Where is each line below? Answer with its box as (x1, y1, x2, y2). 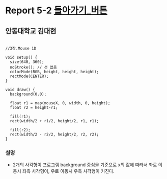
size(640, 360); (10, 59, 44, 64)
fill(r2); (10, 127, 31, 132)
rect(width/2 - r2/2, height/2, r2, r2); (10, 132, 99, 137)
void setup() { (5, 55, 38, 60)
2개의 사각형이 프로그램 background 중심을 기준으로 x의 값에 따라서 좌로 (12, 162, 157, 168)
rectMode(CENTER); (10, 74, 49, 79)
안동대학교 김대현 (5, 27, 57, 35)
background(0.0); (10, 92, 47, 97)
